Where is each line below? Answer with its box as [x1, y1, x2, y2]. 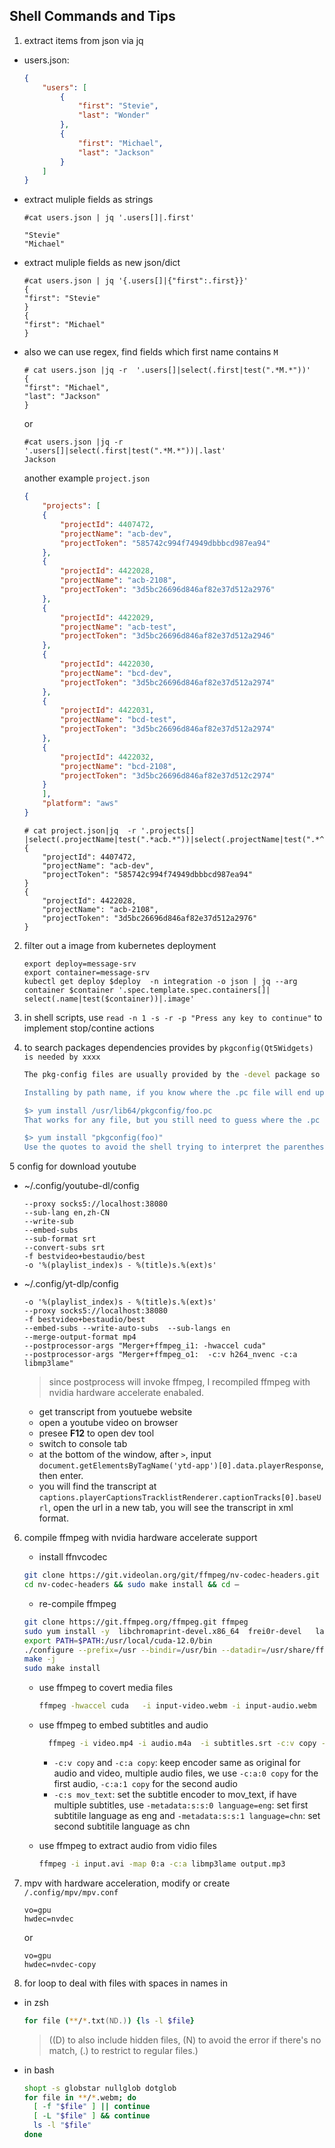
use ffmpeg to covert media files [38, 1682, 174, 1694]
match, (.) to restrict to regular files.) [48, 2044, 199, 2056]
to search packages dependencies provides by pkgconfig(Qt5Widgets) [23, 1041, 314, 1053]
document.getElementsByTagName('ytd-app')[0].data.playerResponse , [38, 1459, 324, 1471]
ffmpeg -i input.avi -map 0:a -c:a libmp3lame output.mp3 [38, 1859, 286, 1869]
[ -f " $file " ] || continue [33, 2102, 151, 2112]
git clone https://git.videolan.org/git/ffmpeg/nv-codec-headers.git [23, 1570, 321, 1581]
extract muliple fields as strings [23, 194, 154, 206]
